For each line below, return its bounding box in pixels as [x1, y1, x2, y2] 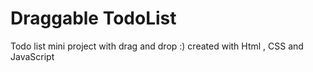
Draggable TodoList [10, 7, 177, 30]
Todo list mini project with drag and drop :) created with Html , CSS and [10, 40, 304, 52]
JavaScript [10, 50, 55, 62]
